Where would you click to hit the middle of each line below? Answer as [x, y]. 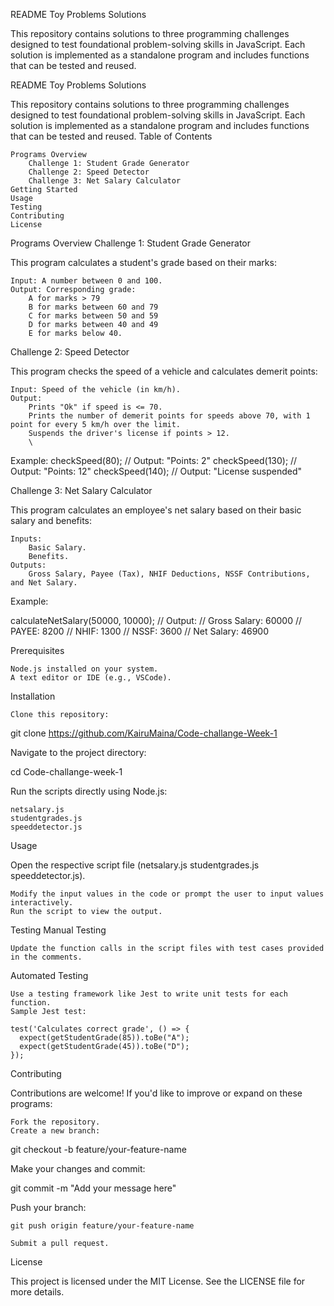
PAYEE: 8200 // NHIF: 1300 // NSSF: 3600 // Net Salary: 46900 [140, 631]
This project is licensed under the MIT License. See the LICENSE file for [158, 1281]
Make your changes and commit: [78, 1168]
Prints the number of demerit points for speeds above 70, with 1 [169, 416]
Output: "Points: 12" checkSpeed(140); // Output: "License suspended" [156, 471]
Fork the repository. [55, 1122]
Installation [33, 696]
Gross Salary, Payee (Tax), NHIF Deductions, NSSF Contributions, [169, 574]
